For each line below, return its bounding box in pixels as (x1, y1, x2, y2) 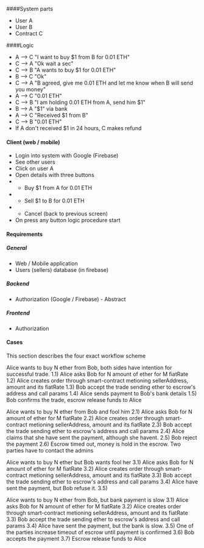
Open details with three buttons (15, 172, 94, 179)
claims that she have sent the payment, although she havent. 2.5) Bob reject (6, 434, 197, 441)
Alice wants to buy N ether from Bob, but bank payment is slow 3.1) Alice (6, 496, 189, 504)
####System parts (6, 5, 54, 12)
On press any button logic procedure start (15, 217, 121, 224)
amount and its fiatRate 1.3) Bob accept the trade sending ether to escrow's (6, 383, 196, 390)
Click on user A (15, 165, 54, 172)
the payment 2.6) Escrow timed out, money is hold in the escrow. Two (6, 440, 181, 448)
